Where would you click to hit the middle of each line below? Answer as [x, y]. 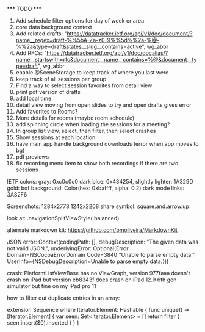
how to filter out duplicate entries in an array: [63, 298]
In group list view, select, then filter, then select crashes [86, 131]
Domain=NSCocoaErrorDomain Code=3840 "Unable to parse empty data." [101, 255]
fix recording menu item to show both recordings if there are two [97, 163]
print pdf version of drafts [48, 92]
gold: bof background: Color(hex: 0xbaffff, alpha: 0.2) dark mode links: [96, 188]
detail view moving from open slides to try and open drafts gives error [103, 105]
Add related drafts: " [41, 34]
